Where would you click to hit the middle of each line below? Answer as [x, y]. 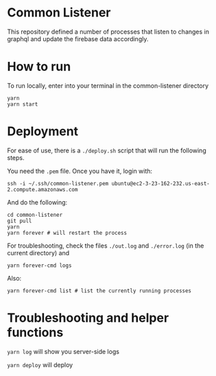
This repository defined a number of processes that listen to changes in [108, 32]
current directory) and [38, 252]
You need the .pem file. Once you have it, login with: [80, 171]
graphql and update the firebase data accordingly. [78, 38]
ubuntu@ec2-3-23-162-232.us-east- [161, 183]
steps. [16, 157]
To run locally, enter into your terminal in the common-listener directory [108, 85]
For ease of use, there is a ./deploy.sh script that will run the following [107, 150]
